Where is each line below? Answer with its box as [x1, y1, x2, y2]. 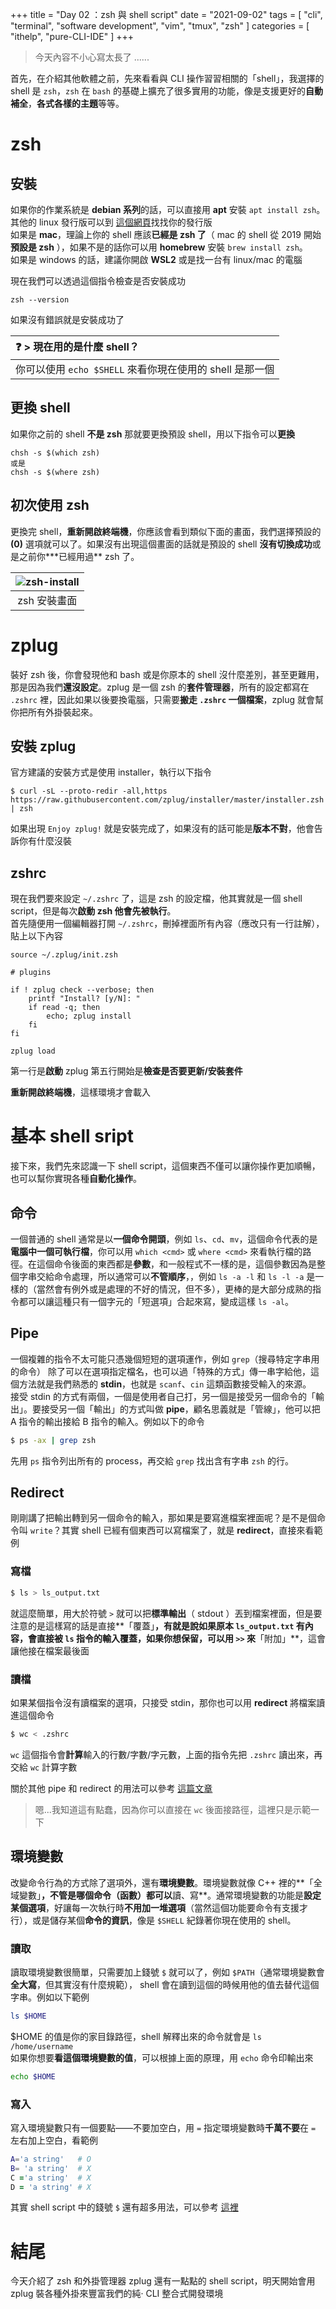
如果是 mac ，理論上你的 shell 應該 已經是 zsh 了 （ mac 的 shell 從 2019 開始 [10, 229, 322, 240]
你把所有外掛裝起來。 [10, 706, 98, 718]
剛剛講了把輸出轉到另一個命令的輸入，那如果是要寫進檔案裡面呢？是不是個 [10, 1512, 317, 1524]
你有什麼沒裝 [18, 835, 72, 847]
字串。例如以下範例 [10, 1991, 90, 2003]
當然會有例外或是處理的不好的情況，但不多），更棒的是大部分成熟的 [36, 1283, 313, 1295]
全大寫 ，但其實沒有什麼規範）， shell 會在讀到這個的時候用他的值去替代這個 [10, 1978, 320, 1990]
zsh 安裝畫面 [17, 593, 78, 607]
